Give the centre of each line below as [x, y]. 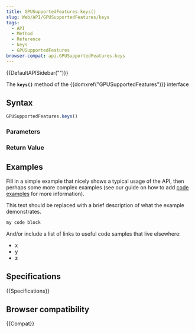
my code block [24, 222]
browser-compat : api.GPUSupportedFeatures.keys [66, 56]
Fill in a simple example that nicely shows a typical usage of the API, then [95, 181]
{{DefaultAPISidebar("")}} [37, 72]
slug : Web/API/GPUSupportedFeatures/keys [58, 17]
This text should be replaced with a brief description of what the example [95, 205]
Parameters [23, 132]
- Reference [26, 39]
